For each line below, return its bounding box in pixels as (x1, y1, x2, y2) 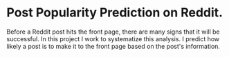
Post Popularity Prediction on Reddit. (6, 5, 223, 21)
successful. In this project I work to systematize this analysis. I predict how (6, 34, 220, 43)
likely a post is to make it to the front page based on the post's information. (6, 42, 221, 50)
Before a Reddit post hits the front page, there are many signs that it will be (6, 27, 220, 36)
